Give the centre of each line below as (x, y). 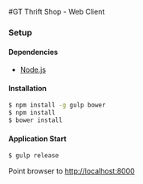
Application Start (37, 138)
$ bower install (35, 120)
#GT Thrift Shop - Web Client (57, 12)
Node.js (33, 70)
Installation (27, 88)
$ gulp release (34, 156)
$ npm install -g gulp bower (57, 105)
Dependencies (33, 52)
